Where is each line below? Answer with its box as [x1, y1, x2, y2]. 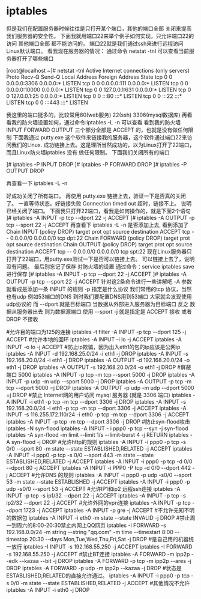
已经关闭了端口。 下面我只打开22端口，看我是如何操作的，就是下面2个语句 [6, 207, 191, 214]
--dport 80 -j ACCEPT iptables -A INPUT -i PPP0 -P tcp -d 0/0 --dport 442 [6, 464, 191, 471]
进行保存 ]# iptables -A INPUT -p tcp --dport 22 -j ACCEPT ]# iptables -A [6, 270, 187, 278]
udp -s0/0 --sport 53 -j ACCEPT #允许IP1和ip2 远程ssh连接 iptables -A [6, 485, 181, 492]
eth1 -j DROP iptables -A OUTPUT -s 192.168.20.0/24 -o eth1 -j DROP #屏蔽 [6, 363, 191, 371]
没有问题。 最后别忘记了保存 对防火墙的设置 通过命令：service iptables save [6, 263, 194, 270]
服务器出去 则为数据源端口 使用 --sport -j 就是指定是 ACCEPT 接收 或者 [16, 308, 192, 315]
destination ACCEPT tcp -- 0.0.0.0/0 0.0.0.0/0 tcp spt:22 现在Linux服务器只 [6, 248, 192, 255]
